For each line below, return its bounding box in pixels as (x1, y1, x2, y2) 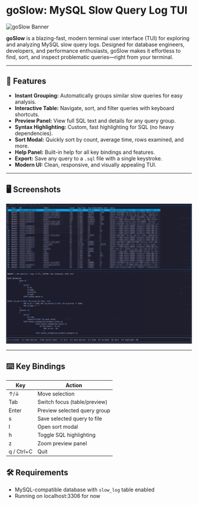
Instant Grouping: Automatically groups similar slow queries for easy (14, 92, 183, 99)
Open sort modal (37, 423, 78, 430)
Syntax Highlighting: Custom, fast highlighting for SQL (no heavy (14, 123, 174, 130)
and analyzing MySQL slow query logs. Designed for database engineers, (6, 41, 185, 48)
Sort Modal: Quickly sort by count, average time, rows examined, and (14, 136, 184, 143)
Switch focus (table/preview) (37, 398, 108, 406)
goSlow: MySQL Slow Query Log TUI (6, 4, 187, 17)
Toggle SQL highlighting (37, 432, 96, 439)
